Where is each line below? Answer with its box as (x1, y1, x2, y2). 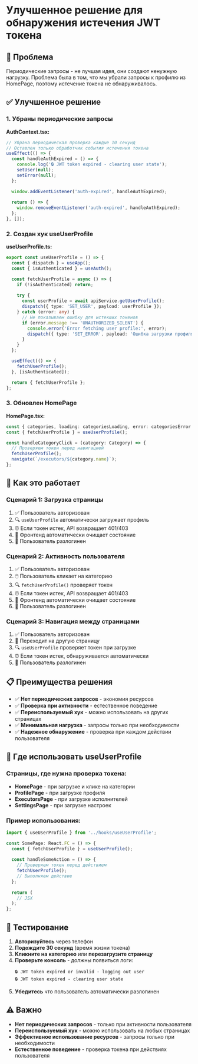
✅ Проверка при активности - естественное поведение (14, 702, 158, 709)
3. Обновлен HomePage (6, 399, 77, 407)
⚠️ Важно (6, 1005, 42, 1015)
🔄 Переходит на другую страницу (14, 637, 100, 645)
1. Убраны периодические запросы (6, 115, 113, 123)
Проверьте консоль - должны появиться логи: (14, 957, 134, 964)
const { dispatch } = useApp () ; (11, 260, 91, 266)
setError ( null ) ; (16, 172, 57, 178)
